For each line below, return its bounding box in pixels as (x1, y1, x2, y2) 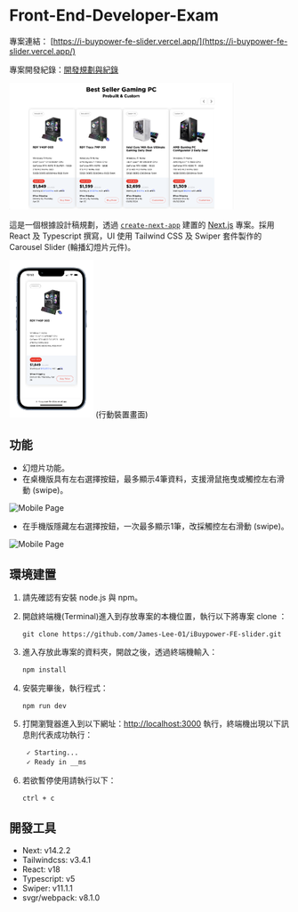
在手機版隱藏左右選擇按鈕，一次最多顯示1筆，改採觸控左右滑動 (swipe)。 (21, 521, 289, 532)
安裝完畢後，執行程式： (21, 682, 109, 694)
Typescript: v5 (21, 873, 76, 884)
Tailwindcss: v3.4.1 (21, 854, 92, 865)
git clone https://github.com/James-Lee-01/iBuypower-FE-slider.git (21, 630, 282, 639)
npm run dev (21, 702, 67, 711)
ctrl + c (21, 794, 55, 803)
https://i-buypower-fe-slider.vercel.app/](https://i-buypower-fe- (52, 36, 288, 46)
